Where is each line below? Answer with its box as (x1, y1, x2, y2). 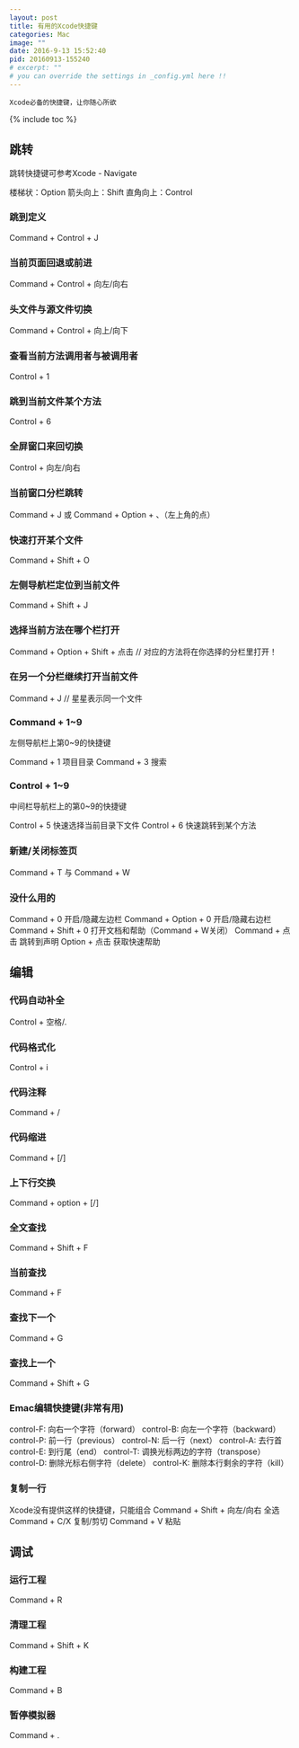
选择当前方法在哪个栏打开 (9, 624, 120, 636)
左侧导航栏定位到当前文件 (9, 579, 120, 591)
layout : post (9, 13, 58, 22)
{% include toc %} (9, 113, 78, 124)
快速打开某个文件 (9, 534, 84, 546)
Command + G (9, 1332, 64, 1344)
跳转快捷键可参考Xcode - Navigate (9, 167, 137, 178)
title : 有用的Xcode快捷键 (9, 22, 99, 31)
